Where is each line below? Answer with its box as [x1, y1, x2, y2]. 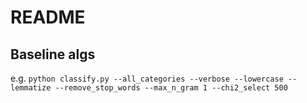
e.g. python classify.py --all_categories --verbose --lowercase [10, 72, 284, 84]
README [10, 6, 86, 29]
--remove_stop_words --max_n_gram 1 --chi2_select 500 [54, 83, 288, 93]
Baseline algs [10, 46, 96, 63]
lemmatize [10, 83, 52, 93]
